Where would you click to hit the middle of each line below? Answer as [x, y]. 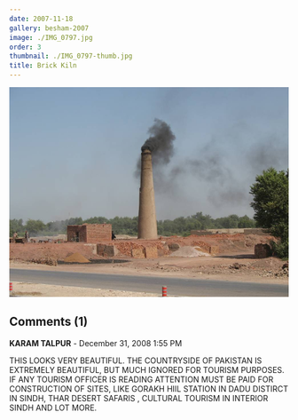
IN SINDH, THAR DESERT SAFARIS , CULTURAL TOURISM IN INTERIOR [139, 398]
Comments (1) [49, 322]
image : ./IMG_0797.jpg [51, 37]
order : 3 [25, 47]
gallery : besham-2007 [49, 28]
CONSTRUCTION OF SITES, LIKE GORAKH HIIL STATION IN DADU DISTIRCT [149, 388]
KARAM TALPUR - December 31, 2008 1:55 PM [96, 343]
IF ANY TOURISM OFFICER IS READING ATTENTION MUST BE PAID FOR [141, 379]
